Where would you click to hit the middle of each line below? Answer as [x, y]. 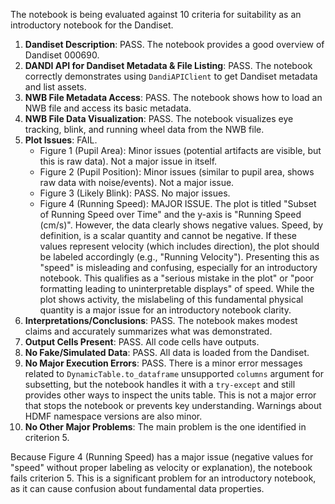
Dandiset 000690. [62, 55]
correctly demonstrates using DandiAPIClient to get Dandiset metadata [171, 76]
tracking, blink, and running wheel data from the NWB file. [144, 129]
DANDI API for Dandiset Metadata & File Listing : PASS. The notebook [168, 65]
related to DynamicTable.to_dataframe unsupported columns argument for [174, 373]
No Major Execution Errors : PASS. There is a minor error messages [163, 363]
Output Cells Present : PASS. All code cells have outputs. [142, 342]
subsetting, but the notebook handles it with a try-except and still [160, 384]
